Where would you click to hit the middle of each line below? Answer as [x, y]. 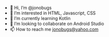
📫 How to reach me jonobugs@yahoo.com [54, 29]
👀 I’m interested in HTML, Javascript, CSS [53, 13]
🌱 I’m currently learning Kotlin [40, 18]
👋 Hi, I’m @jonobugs [31, 8]
